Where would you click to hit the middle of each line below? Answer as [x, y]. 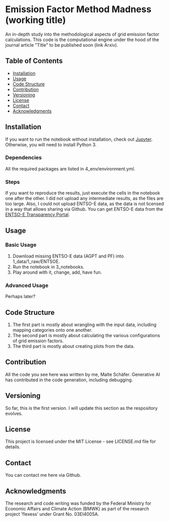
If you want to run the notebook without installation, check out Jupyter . [79, 139]
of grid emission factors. [38, 341]
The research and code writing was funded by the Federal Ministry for [78, 503]
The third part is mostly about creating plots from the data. [74, 346]
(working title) [36, 20]
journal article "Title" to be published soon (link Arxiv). [62, 45]
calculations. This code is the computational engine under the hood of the [82, 40]
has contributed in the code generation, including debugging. [69, 380]
